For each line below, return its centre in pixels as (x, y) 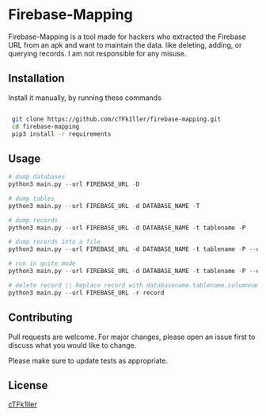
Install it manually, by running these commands (85, 98)
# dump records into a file (55, 242)
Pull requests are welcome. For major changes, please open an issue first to (132, 337)
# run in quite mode (42, 264)
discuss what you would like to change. (72, 345)
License (28, 385)
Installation (36, 78)
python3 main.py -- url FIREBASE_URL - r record (86, 293)
